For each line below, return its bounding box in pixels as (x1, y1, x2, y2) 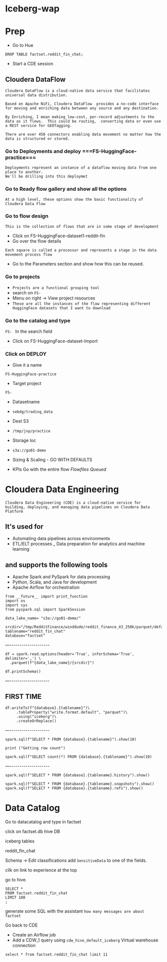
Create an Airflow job (12, 932, 56, 938)
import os (5, 598, 26, 603)
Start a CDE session (12, 61, 54, 67)
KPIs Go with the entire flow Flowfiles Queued (12, 466, 106, 472)
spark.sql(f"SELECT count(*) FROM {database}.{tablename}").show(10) (5, 754, 153, 760)
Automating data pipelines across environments (12, 536, 110, 542)
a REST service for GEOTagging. (5, 123, 72, 128)
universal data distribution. (5, 93, 68, 98)
